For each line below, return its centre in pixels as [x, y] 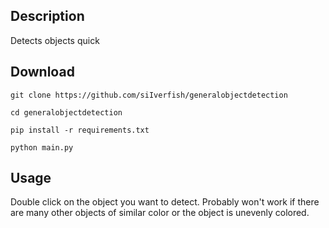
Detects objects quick [55, 40]
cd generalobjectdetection [66, 112]
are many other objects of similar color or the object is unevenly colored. [160, 213]
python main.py [42, 147]
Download [42, 72]
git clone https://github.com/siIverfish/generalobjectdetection [149, 95]
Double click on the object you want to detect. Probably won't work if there [165, 202]
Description [47, 16]
